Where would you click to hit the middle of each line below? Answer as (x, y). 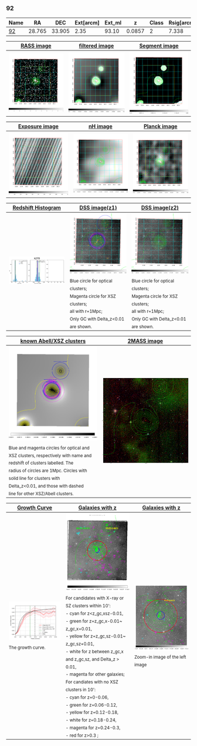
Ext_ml (113, 22)
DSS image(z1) (98, 208)
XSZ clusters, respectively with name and (50, 455)
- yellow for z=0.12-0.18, (92, 713)
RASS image (36, 46)
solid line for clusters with (34, 478)
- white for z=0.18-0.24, (91, 720)
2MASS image (145, 340)
